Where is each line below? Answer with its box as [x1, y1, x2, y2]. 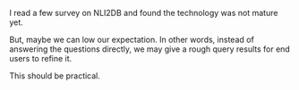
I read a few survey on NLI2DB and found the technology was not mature [9, 8, 278, 18]
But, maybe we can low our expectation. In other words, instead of [9, 35, 255, 45]
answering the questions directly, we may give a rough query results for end [9, 44, 291, 54]
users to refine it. [9, 53, 73, 63]
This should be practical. [9, 70, 101, 81]
